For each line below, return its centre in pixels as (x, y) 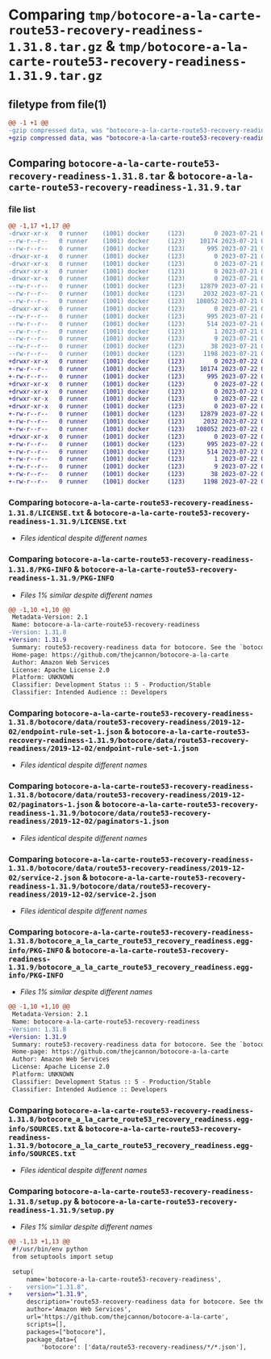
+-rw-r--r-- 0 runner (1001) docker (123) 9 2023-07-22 (133, 466)
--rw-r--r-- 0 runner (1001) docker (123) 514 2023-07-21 (133, 324)
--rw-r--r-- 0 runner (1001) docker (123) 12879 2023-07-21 (133, 286)
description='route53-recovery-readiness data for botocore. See (138, 1302)
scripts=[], (46, 1324)
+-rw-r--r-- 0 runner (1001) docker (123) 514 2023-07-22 (133, 452)
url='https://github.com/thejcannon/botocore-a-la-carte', (127, 1317)
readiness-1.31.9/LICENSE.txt (68, 521)
